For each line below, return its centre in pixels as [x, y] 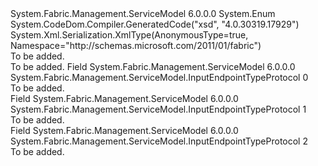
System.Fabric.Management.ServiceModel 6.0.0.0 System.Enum [143, 13]
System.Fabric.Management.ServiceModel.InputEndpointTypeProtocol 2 [159, 141]
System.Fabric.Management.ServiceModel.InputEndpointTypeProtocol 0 [159, 77]
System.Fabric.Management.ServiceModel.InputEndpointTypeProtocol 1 [158, 109]
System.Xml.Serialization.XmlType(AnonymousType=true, [129, 35]
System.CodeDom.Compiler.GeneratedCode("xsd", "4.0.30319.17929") [155, 24]
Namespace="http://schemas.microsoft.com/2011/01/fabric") [136, 45]
